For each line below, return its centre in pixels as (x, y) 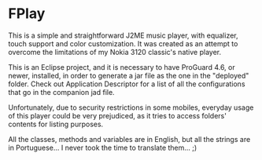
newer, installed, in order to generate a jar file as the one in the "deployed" (129, 75)
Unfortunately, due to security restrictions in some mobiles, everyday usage (131, 107)
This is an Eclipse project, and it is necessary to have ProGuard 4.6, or (122, 67)
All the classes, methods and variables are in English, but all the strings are (129, 139)
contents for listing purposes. (56, 124)
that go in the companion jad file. (62, 92)
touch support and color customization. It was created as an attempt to (123, 43)
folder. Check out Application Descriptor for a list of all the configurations (127, 84)
